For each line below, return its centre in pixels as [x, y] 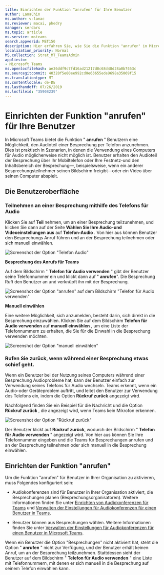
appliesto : [16, 60]
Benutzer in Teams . [31, 513]
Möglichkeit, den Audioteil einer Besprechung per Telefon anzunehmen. [77, 145]
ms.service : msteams [26, 37]
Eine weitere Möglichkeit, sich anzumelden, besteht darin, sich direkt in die [80, 315]
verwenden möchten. [26, 336]
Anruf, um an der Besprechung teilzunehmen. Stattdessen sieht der [73, 553]
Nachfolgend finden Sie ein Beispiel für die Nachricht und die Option [74, 405]
